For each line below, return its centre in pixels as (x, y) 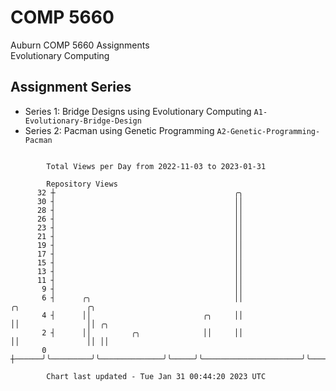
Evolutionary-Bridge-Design (83, 121)
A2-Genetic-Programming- (268, 131)
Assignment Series (71, 87)
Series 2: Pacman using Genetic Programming (119, 130)
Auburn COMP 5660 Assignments (80, 45)
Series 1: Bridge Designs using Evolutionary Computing (138, 111)
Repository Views (82, 184)
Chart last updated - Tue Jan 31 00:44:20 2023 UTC (156, 376)
